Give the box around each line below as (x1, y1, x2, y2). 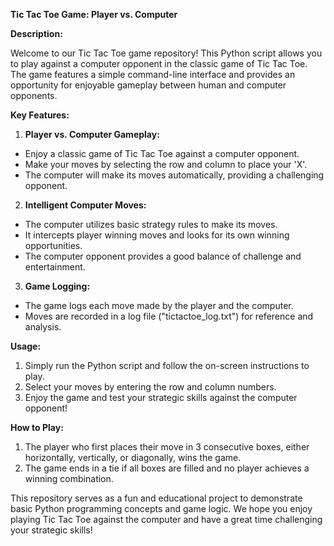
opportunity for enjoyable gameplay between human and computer (10, 79, 287, 91)
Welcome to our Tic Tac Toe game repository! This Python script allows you (10, 47, 323, 59)
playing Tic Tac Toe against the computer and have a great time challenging (10, 514, 323, 525)
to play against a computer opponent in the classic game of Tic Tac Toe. (10, 58, 308, 69)
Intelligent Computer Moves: (24, 199, 147, 211)
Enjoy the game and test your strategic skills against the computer (24, 392, 298, 403)
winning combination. (24, 473, 114, 484)
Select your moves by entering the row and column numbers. (24, 381, 277, 393)
